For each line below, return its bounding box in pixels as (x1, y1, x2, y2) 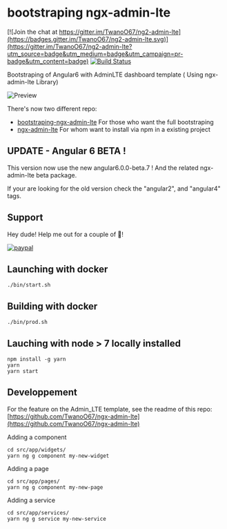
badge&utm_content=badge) (7, 57, 89, 65)
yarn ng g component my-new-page (7, 483, 103, 491)
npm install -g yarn (7, 356, 67, 363)
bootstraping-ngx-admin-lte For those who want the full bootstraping (17, 117, 214, 126)
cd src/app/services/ (7, 509, 70, 516)
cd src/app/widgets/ (7, 446, 67, 453)
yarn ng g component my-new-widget (7, 452, 110, 459)
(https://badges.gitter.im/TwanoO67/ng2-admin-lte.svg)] (7, 35, 169, 43)
